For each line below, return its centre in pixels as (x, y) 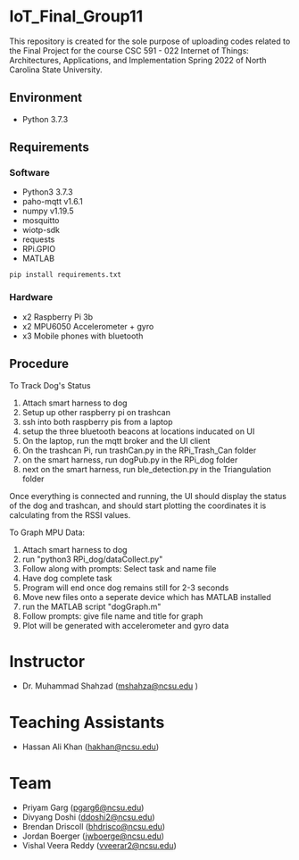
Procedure (39, 364)
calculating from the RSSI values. (70, 514)
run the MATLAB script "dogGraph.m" (91, 606)
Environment (46, 98)
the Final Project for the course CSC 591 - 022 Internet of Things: (129, 50)
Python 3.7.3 (45, 119)
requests (38, 239)
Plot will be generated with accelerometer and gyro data (125, 625)
